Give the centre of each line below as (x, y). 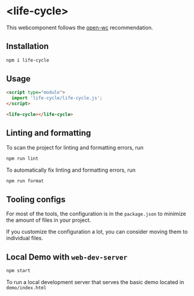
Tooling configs (36, 199)
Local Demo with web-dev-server (67, 257)
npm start (19, 271)
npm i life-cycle (28, 60)
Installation (27, 46)
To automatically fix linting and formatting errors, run (71, 170)
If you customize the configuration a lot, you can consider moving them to (97, 232)
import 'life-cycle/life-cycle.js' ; (57, 98)
